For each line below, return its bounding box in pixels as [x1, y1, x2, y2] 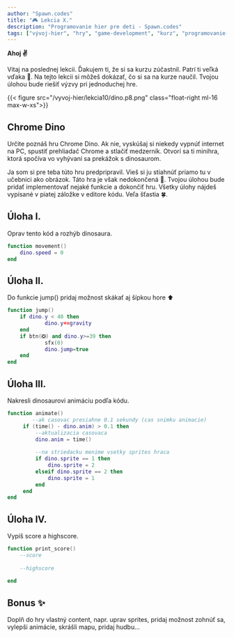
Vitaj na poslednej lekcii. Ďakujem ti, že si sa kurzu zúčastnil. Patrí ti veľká [7, 65, 219, 74]
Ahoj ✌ [7, 49, 28, 58]
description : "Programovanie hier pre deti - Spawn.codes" [7, 23, 182, 30]
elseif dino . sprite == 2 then [35, 468, 123, 475]
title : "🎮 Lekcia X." [7, 17, 73, 24]
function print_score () [7, 545, 77, 552]
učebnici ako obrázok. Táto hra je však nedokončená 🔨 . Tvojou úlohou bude [7, 176, 225, 184]
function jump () [7, 307, 54, 314]
